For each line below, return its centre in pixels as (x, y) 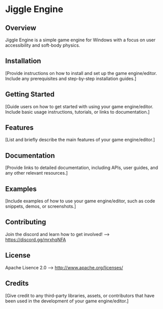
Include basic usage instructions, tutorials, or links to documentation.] (77, 112)
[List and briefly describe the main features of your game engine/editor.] (80, 140)
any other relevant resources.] (36, 173)
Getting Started (30, 94)
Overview (21, 28)
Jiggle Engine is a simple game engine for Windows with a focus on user (80, 40)
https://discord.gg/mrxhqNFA (36, 240)
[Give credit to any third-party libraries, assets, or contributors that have (80, 295)
